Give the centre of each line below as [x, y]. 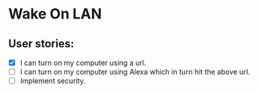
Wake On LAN [55, 14]
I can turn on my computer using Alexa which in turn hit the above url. [135, 72]
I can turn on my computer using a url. [83, 63]
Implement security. [52, 81]
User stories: [41, 44]
